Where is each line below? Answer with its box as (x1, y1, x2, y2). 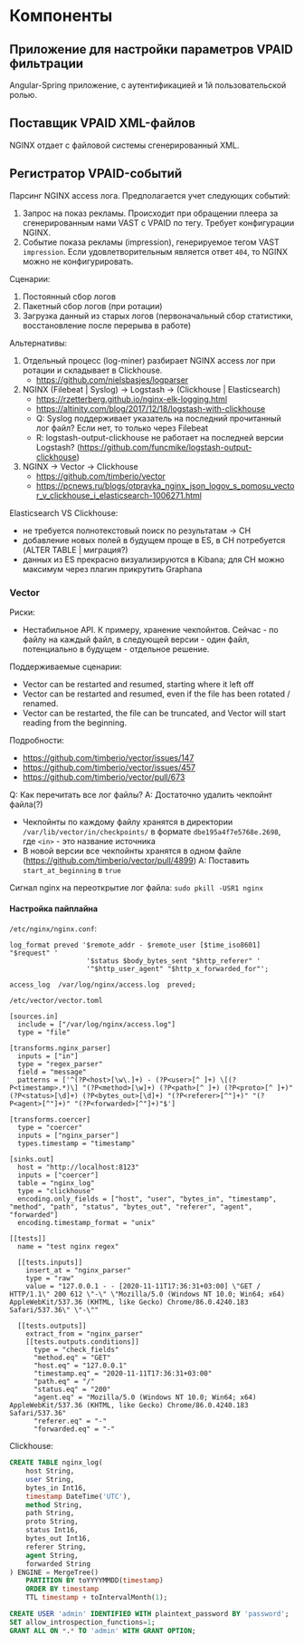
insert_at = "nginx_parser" (25, 1266, 131, 1275)
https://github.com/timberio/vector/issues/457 (22, 762, 196, 773)
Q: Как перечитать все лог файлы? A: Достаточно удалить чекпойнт (9, 789, 273, 800)
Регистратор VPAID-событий (9, 166, 183, 181)
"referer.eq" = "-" (33, 1416, 107, 1426)
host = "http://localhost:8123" (17, 1162, 140, 1172)
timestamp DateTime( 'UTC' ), (25, 1492, 131, 1501)
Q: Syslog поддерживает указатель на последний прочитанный (35, 413, 282, 423)
